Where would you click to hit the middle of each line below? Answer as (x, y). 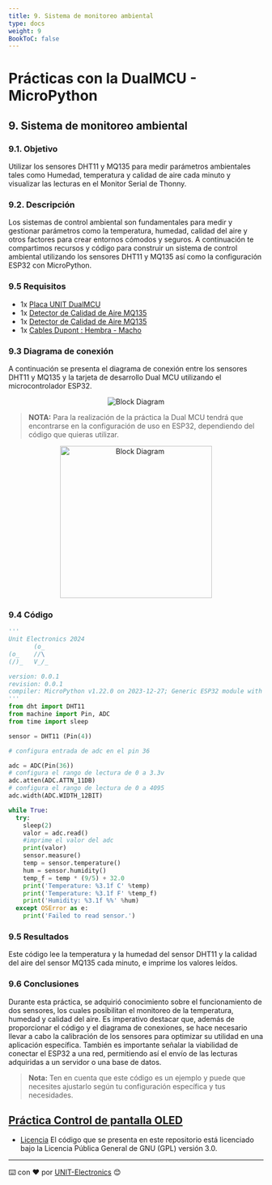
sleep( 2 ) (38, 825)
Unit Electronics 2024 (47, 639)
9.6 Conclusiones (44, 984)
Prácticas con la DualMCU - (102, 79)
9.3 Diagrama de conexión (61, 351)
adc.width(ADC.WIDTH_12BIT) (56, 796)
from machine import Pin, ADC (59, 715)
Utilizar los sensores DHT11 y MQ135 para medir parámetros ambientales (130, 166)
